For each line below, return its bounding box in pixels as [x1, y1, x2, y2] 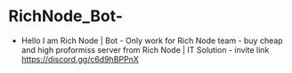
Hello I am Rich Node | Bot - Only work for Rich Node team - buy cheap [20, 35, 283, 46]
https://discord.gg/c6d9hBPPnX [20, 54, 140, 64]
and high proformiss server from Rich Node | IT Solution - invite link [20, 44, 270, 55]
